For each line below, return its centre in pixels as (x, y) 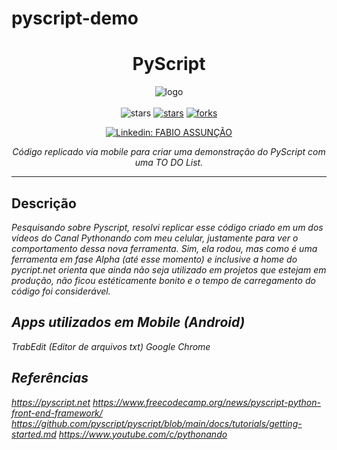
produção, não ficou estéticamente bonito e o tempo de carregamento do (163, 280)
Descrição (44, 203)
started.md (34, 434)
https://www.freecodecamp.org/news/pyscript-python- (206, 402)
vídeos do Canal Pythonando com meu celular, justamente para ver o (155, 238)
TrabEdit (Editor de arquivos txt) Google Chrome (111, 346)
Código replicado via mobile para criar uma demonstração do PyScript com (169, 152)
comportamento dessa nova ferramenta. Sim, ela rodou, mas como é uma (164, 248)
